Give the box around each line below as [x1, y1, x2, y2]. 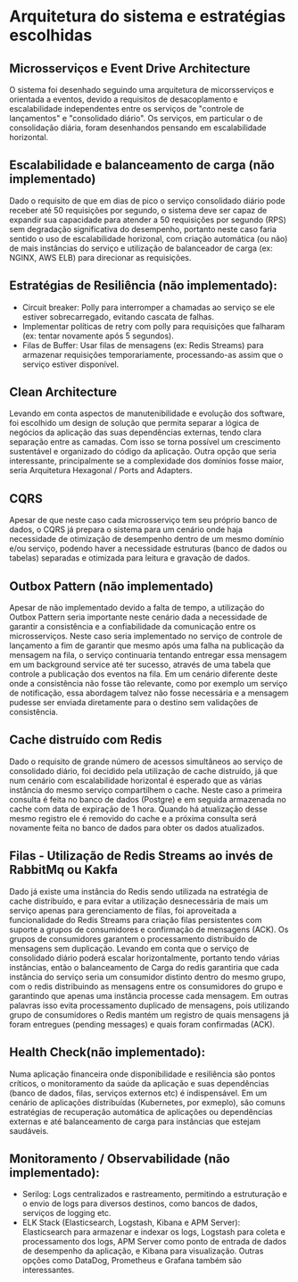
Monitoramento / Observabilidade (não [9, 1151, 230, 1166]
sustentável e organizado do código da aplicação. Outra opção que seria [9, 446, 277, 457]
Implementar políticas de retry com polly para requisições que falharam [21, 320, 286, 331]
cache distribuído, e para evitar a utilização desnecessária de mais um [9, 895, 269, 906]
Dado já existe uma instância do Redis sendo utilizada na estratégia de [9, 886, 269, 896]
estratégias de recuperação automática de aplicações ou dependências [9, 1106, 274, 1117]
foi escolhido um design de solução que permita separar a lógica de [9, 418, 260, 429]
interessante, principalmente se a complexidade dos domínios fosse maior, [9, 455, 284, 466]
